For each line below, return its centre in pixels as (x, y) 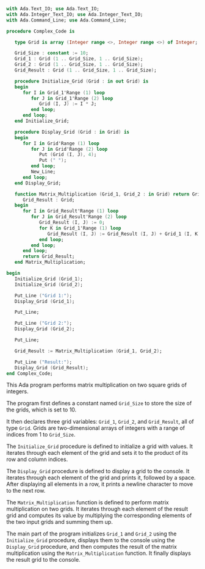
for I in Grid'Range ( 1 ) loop (61, 143)
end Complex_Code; (30, 373)
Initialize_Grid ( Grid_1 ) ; (49, 279)
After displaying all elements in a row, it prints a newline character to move (100, 484)
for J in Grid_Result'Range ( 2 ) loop (79, 217)
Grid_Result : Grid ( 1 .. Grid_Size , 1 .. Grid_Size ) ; (85, 70)
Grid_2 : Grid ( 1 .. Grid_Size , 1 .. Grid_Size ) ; (79, 65)
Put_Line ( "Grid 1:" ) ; (43, 295)
